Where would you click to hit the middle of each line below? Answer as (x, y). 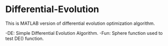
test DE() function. (25, 38)
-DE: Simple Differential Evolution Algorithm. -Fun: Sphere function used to (84, 33)
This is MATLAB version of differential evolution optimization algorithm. (80, 23)
